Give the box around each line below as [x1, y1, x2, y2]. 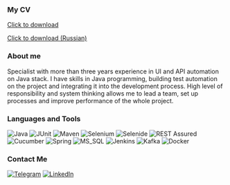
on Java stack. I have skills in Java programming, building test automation [7, 74, 218, 82]
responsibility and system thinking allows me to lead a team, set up [7, 89, 199, 98]
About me [7, 51, 42, 61]
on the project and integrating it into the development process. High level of [7, 82, 223, 90]
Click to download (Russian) [7, 34, 87, 42]
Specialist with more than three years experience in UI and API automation [7, 67, 220, 76]
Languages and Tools [7, 114, 81, 123]
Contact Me [7, 154, 48, 164]
